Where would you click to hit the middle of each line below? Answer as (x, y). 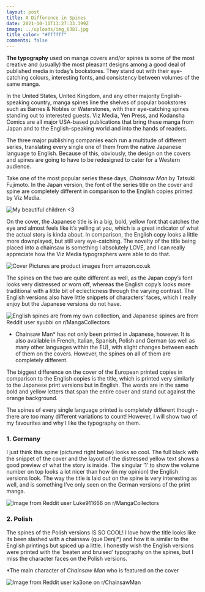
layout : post (23, 12)
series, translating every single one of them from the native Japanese (94, 147)
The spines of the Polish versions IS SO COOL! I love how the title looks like (101, 532)
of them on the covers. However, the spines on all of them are (93, 354)
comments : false (27, 40)
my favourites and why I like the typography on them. (73, 423)
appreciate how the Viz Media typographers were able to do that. (88, 254)
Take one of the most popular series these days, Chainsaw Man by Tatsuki (100, 178)
